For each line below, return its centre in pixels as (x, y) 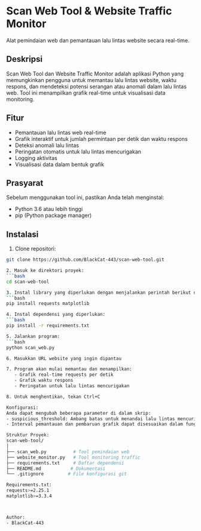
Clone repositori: (35, 249)
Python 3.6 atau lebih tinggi (49, 209)
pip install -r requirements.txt (48, 326)
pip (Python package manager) (53, 215)
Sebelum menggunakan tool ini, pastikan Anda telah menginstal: (85, 197)
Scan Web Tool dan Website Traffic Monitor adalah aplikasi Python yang (95, 74)
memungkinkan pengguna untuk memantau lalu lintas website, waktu (91, 80)
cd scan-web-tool (28, 282)
